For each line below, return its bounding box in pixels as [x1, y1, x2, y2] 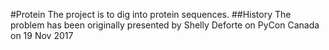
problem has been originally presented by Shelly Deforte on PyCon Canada [10, 19, 320, 31]
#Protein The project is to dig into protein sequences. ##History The [10, 9, 292, 20]
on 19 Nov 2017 [10, 30, 74, 41]
